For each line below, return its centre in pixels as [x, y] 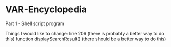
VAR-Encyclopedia [46, 9]
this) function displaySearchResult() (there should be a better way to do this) [86, 39]
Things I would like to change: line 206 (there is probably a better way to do [85, 33]
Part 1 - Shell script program [35, 24]
